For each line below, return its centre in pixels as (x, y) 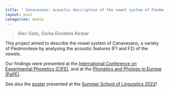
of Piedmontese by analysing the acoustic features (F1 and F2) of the (77, 49)
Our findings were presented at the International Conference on (71, 64)
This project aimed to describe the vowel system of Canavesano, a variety (82, 43)
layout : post (19, 15)
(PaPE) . (13, 74)
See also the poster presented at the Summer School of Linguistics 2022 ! (81, 84)
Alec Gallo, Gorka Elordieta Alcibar (53, 34)
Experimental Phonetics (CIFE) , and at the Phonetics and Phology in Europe (83, 69)
